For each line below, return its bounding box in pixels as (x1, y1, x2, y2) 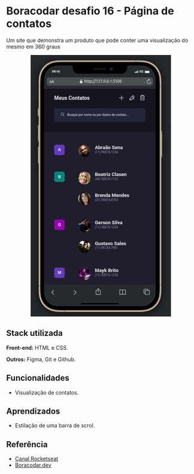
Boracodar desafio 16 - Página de (6, 4, 175, 18)
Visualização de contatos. (14, 389, 79, 396)
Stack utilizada (6, 328, 63, 338)
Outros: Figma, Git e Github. (6, 356, 76, 363)
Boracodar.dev (14, 461, 52, 469)
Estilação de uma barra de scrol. (14, 422, 95, 429)
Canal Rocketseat (14, 455, 59, 463)
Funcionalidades (6, 373, 70, 383)
